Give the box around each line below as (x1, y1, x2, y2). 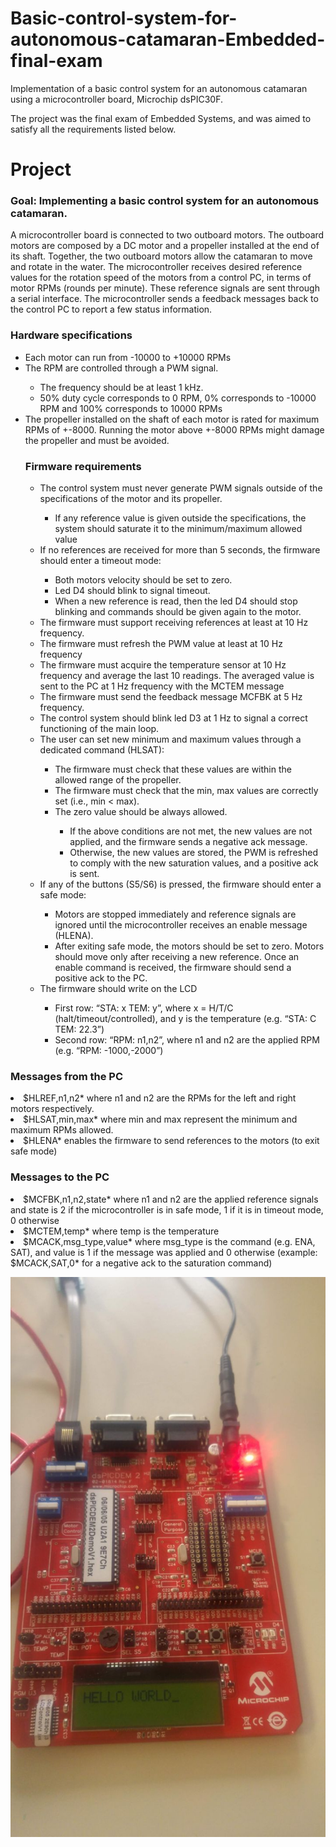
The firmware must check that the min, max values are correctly (54, 785, 319, 797)
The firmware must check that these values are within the (54, 763, 292, 776)
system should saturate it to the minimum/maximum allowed (54, 523, 303, 535)
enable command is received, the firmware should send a (54, 962, 292, 974)
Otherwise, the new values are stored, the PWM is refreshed (69, 847, 318, 859)
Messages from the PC (10, 1069, 124, 1083)
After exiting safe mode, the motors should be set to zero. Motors (54, 940, 325, 952)
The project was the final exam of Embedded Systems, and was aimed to (10, 112, 312, 124)
